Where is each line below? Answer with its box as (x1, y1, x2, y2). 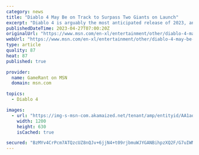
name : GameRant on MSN (11, 75, 68, 81)
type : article (6, 42, 41, 48)
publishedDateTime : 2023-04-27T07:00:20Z (6, 25, 110, 31)
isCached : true (17, 129, 54, 135)
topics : (6, 91, 25, 97)
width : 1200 (17, 118, 46, 124)
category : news (6, 8, 44, 15)
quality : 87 (6, 48, 36, 53)
